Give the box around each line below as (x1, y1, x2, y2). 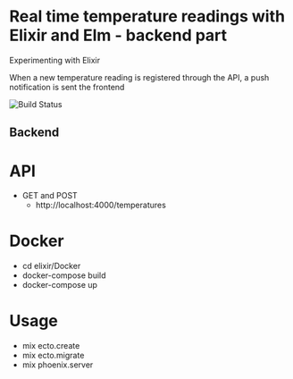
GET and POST (21, 190, 78, 201)
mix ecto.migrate (21, 350, 85, 361)
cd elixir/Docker (21, 261, 81, 272)
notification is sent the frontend (9, 81, 125, 92)
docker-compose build (21, 270, 106, 281)
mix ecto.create (21, 341, 80, 351)
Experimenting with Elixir (9, 55, 101, 65)
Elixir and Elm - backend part (9, 25, 228, 46)
